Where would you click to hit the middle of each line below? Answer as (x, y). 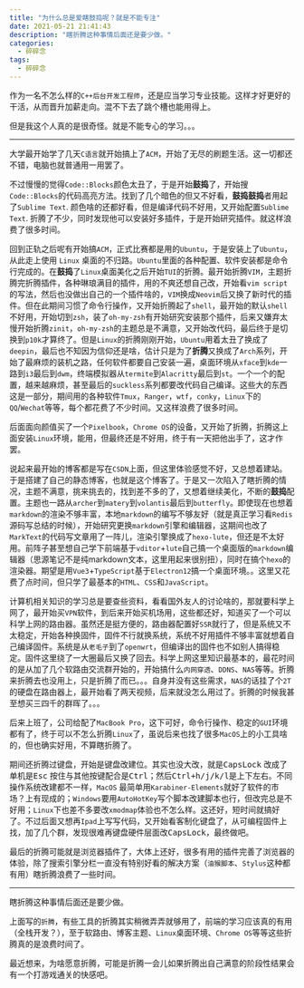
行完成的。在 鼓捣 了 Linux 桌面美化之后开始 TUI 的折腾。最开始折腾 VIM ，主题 (147, 271)
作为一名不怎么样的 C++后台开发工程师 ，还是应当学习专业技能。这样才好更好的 (150, 95)
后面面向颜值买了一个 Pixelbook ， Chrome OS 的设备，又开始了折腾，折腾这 (145, 426)
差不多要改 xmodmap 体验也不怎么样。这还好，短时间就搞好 (175, 809)
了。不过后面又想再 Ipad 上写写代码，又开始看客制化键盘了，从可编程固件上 (148, 820)
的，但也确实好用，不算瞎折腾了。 (73, 745)
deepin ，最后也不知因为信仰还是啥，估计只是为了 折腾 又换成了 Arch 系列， (145, 351)
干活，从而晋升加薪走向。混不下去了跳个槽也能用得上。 (112, 106)
